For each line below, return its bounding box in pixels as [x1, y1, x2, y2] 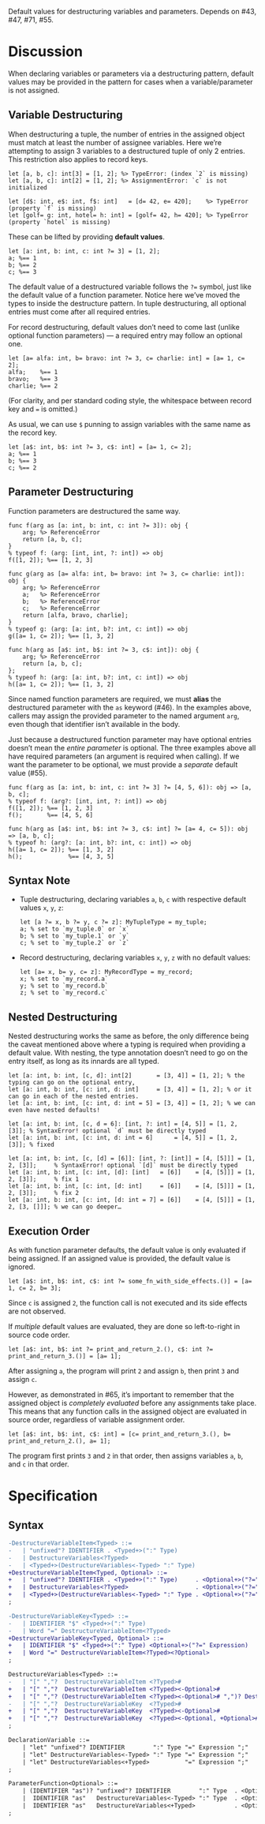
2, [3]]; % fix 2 [8, 1189, 80, 1197]
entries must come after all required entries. [8, 307, 151, 316]
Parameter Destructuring [8, 485, 134, 499]
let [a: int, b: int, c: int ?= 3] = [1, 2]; [8, 247, 160, 255]
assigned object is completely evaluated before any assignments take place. [8, 1399, 257, 1407]
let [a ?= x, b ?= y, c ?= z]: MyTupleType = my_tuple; [19, 919, 207, 927]
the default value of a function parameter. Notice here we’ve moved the [8, 290, 241, 299]
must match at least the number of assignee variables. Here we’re [8, 137, 222, 147]
